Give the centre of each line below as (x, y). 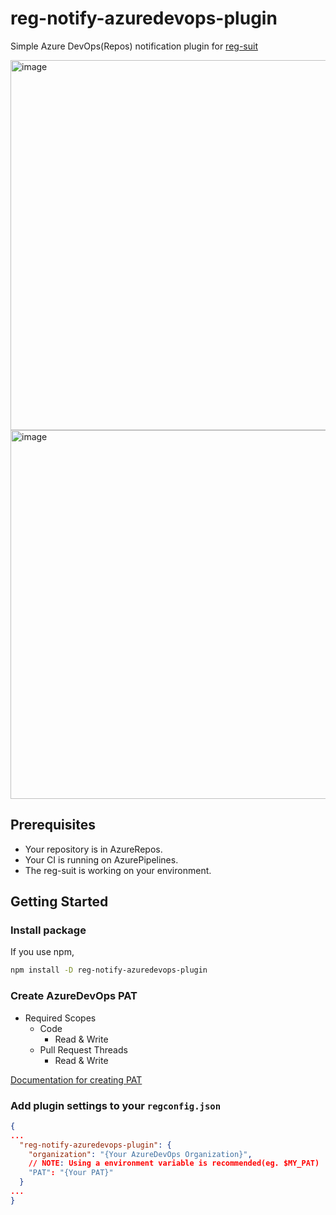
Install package (48, 930)
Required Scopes (60, 1018)
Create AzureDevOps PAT (74, 996)
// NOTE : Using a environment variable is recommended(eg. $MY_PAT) (174, 1163)
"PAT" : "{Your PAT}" (71, 1173)
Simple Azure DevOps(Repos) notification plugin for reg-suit (134, 46)
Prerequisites (53, 825)
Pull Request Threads (83, 1049)
